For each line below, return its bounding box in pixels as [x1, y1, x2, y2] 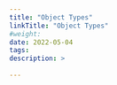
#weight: [9, 29, 42, 38]
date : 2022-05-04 [9, 37, 74, 47]
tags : [9, 46, 29, 55]
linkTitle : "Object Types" [9, 21, 109, 30]
